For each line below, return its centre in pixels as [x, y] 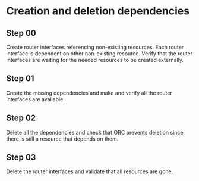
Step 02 [21, 118]
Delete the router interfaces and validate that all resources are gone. [90, 171]
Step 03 [21, 157]
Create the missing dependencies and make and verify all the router [89, 93]
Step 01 [20, 79]
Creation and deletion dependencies [98, 11]
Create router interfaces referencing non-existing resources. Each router [95, 47]
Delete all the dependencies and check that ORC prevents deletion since [95, 132]
